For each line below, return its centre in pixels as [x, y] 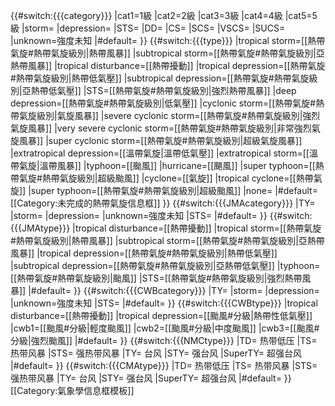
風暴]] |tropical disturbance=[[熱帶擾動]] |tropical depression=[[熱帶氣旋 [176, 65]
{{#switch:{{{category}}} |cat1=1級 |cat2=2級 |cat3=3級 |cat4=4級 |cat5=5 [164, 15]
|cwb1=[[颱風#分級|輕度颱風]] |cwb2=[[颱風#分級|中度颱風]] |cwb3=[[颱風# [165, 328]
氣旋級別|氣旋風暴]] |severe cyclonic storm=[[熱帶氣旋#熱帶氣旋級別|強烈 [169, 115]
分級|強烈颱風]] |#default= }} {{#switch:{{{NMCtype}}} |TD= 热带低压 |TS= [164, 340]
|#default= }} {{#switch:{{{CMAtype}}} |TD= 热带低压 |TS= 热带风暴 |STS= [164, 365]
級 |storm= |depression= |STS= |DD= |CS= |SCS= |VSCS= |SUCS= [148, 28]
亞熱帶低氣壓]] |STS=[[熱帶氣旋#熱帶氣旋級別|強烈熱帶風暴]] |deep [159, 90]
